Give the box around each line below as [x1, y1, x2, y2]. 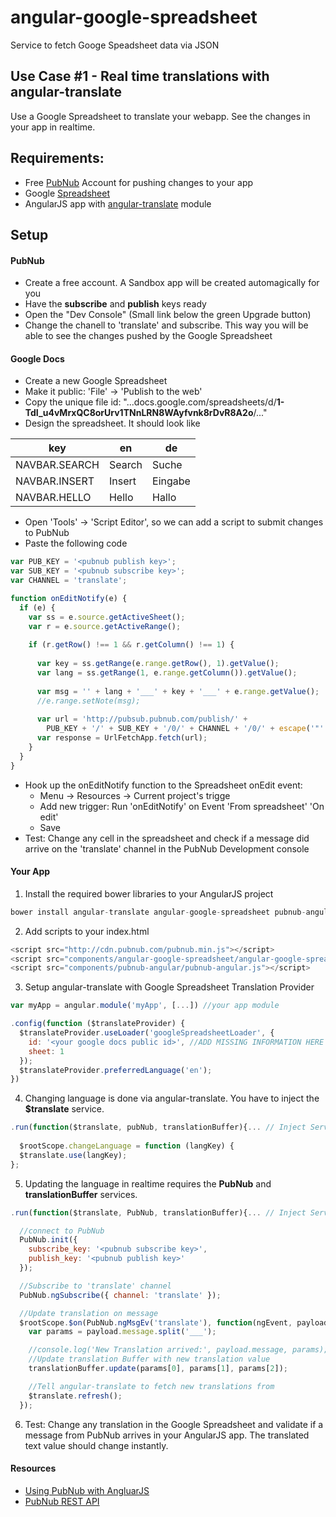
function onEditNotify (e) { [10, 593, 128, 603]
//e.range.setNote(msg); [36, 696, 141, 706]
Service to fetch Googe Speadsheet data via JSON [10, 39, 220, 51]
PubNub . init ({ [19, 1235, 78, 1245]
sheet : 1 [28, 1046, 65, 1056]
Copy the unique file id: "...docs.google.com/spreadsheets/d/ [24, 396, 277, 408]
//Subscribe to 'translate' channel [19, 1281, 172, 1291]
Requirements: [10, 150, 105, 167]
